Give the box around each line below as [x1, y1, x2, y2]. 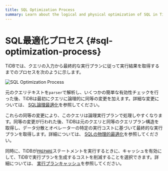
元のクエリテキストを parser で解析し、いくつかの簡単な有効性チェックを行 [5, 89, 159, 95]
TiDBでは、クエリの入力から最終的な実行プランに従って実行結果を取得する [5, 63, 159, 69]
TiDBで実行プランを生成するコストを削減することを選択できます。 [17, 154, 155, 160]
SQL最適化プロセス [5, 35, 84, 46]
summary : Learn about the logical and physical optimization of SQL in [5, 12, 157, 17]
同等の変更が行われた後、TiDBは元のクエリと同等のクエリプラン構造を [13, 119, 159, 125]
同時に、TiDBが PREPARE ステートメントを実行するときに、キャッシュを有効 [5, 148, 157, 154]
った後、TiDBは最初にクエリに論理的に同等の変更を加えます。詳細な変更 [5, 96, 155, 102]
